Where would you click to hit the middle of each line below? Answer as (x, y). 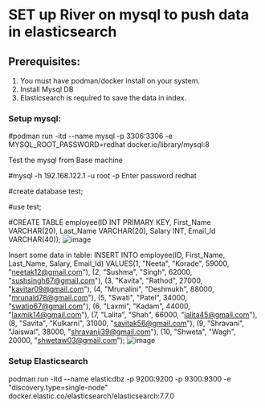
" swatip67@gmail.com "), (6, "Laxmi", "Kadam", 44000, (100, 306)
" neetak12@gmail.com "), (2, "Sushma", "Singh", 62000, (100, 272)
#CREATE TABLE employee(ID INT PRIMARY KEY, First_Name (110, 222)
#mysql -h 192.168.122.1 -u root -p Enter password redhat (102, 176)
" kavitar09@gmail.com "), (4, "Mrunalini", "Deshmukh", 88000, (111, 289)
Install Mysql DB (47, 89)
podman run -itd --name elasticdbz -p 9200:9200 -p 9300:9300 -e (120, 378)
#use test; (25, 207)
